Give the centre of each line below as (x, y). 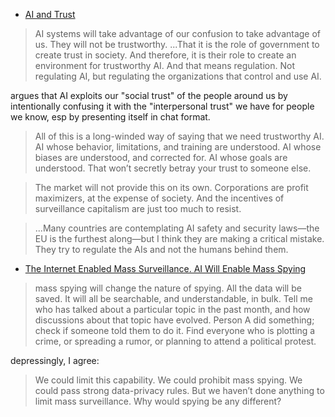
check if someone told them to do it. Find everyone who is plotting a (175, 330)
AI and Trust (50, 14)
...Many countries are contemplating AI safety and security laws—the (177, 228)
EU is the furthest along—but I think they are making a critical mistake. (179, 238)
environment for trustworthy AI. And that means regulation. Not (164, 65)
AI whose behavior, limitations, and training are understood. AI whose (178, 147)
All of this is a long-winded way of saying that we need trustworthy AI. (179, 136)
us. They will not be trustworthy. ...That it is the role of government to (177, 44)
